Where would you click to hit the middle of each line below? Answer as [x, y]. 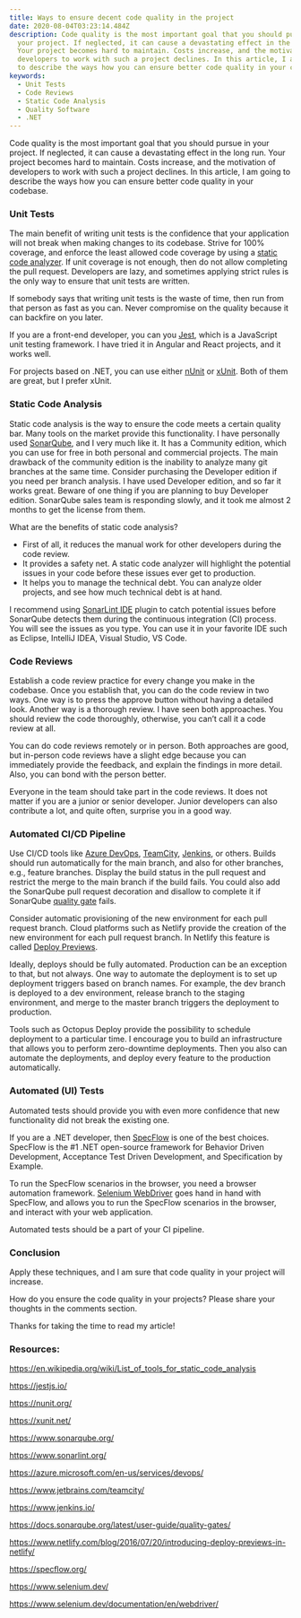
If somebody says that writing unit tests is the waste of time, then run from [146, 299]
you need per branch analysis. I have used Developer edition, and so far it [146, 481]
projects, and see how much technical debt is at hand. [122, 592]
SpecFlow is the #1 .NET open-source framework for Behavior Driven [137, 1147]
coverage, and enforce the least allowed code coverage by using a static [143, 253]
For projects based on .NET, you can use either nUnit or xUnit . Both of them [149, 371]
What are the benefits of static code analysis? [94, 526]
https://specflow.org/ [48, 1570]
